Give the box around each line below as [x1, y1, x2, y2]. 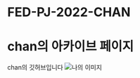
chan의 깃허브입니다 [7, 63, 63, 72]
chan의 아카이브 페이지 [7, 39, 134, 55]
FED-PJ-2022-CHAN [7, 4, 131, 20]
